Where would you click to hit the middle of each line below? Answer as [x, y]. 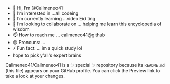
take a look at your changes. [35, 76]
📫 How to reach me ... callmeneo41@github [59, 35]
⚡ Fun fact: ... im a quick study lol [47, 48]
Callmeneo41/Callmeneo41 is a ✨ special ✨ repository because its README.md [85, 65]
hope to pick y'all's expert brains [47, 55]
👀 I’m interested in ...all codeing [46, 13]
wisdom [21, 29]
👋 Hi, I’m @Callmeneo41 [38, 8]
